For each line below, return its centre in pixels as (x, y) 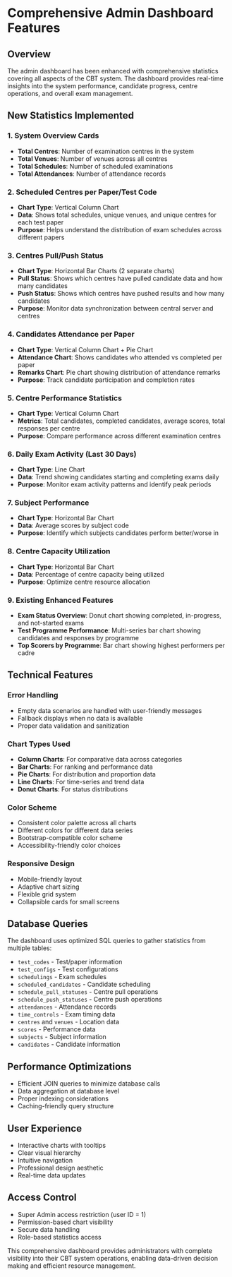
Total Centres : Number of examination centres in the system (105, 151)
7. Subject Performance (48, 503)
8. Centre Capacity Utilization (59, 551)
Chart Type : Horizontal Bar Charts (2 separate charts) (96, 271)
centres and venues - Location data (68, 1022)
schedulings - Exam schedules (62, 977)
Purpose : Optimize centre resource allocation (84, 582)
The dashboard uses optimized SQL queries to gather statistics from (106, 941)
